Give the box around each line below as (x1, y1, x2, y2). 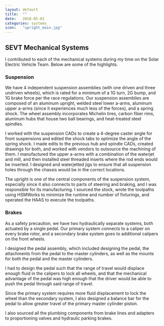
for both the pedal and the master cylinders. (5, 256, 94, 262)
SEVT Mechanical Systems (5, 43, 89, 52)
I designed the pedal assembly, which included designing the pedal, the (5, 245, 149, 251)
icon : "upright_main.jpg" (5, 25, 62, 30)
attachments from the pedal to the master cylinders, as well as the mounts (5, 250, 154, 256)
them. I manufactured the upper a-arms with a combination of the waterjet (5, 151, 155, 157)
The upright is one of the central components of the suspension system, (5, 176, 150, 182)
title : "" (5, 12, 27, 17)
